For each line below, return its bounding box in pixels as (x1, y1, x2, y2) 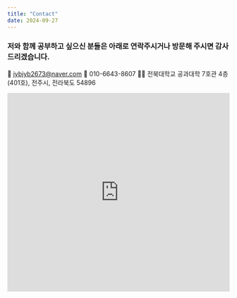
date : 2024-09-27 (7, 17, 59, 24)
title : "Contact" (7, 10, 59, 18)
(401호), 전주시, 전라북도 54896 (7, 78, 97, 87)
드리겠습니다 (7, 52, 48, 62)
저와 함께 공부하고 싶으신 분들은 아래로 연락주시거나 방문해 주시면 (7, 42, 214, 52)
